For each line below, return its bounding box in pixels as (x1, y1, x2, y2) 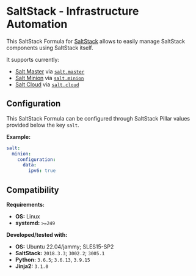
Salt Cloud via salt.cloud (15, 81, 79, 88)
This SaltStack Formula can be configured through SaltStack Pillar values (6, 114, 191, 122)
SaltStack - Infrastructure (6, 4, 139, 18)
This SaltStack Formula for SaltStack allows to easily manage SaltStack (6, 37, 185, 45)
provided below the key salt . (6, 121, 79, 129)
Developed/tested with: (6, 231, 68, 238)
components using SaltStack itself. (6, 44, 93, 51)
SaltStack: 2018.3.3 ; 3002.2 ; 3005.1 (15, 249, 105, 256)
